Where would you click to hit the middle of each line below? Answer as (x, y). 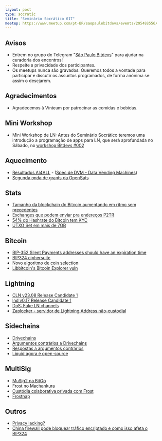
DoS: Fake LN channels (36, 305)
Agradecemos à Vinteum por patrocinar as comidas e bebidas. (75, 107)
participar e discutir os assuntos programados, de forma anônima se (81, 76)
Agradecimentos (31, 96)
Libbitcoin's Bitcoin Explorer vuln (45, 268)
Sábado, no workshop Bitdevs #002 (48, 145)
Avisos (16, 43)
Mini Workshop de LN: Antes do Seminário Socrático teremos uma (78, 135)
